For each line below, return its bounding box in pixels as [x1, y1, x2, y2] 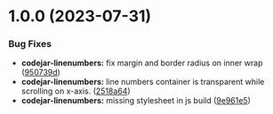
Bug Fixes [8, 38, 52, 50]
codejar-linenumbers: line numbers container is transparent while [20, 77, 265, 87]
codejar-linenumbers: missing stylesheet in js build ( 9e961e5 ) [20, 95, 251, 106]
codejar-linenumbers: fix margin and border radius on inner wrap [20, 57, 263, 68]
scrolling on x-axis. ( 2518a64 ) [20, 86, 131, 96]
